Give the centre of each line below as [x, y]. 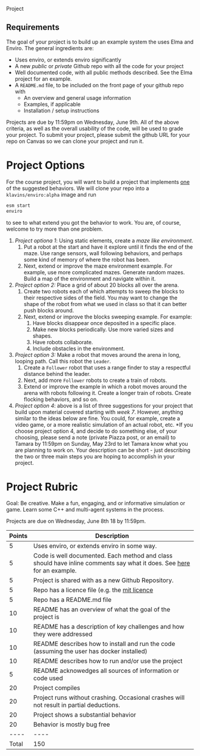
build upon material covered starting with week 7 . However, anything [99, 412]
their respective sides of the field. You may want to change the [100, 298]
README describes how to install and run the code [104, 644]
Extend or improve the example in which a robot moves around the [105, 386]
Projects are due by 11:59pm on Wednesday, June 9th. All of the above [93, 122]
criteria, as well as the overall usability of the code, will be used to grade [95, 128]
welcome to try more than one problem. [55, 229]
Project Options [46, 165]
